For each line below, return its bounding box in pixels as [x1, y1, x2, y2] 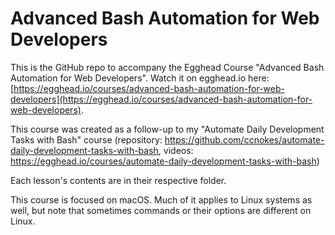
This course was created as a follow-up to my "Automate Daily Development [10, 123, 325, 135]
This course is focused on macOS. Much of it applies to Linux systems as [10, 193, 313, 206]
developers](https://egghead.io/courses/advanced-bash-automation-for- [10, 93, 313, 105]
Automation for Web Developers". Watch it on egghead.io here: [10, 72, 270, 84]
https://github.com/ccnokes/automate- [164, 133, 325, 146]
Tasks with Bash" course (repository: [10, 133, 163, 146]
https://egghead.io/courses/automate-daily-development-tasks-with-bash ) [10, 155, 320, 167]
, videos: [158, 144, 194, 156]
